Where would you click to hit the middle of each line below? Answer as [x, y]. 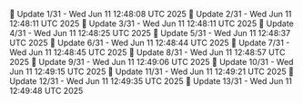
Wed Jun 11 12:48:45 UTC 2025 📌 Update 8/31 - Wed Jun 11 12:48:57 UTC [147, 52]
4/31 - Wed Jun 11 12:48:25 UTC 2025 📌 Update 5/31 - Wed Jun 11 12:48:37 [150, 33]
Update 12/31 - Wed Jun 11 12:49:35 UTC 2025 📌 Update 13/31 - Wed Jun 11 [151, 81]
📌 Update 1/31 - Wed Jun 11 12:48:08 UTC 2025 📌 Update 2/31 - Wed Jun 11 [151, 14]
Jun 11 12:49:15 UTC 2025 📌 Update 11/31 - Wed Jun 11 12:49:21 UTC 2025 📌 [151, 71]
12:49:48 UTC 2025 [46, 91]
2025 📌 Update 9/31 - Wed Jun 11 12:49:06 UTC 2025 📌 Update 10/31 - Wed [151, 62]
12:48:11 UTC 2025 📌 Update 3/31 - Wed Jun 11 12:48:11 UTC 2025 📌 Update [151, 23]
